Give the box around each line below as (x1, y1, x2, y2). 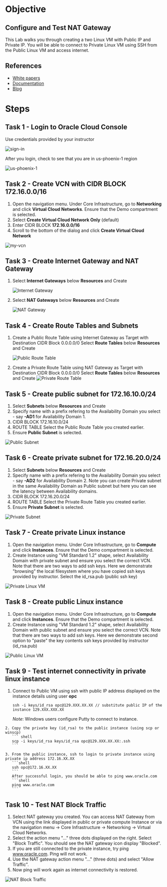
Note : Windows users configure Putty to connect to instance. (12, 716, 138, 722)
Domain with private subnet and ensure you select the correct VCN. (12, 557, 152, 563)
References (5, 61, 42, 70)
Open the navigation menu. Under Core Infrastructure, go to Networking (12, 201, 162, 207)
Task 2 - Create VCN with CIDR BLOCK (5, 180, 127, 188)
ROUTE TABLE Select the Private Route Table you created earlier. (12, 499, 146, 505)
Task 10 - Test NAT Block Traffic (5, 801, 107, 809)
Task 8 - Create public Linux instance (5, 598, 124, 606)
